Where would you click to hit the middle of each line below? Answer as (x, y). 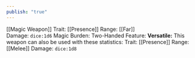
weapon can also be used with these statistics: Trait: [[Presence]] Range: (98, 42)
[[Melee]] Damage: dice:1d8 (42, 48)
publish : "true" (27, 12)
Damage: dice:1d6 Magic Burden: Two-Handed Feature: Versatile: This (96, 35)
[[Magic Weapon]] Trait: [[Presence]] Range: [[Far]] (71, 29)
